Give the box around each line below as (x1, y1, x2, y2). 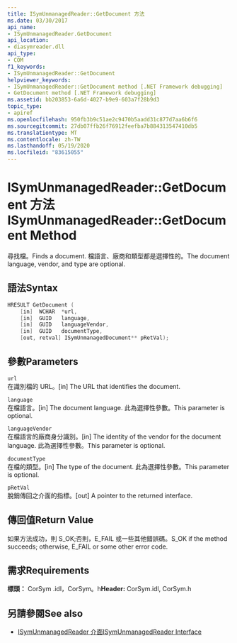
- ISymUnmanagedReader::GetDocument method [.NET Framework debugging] (7, 83, 223, 90)
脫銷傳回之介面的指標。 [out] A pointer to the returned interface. (7, 491, 193, 500)
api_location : (7, 37, 50, 44)
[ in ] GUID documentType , (20, 328, 103, 335)
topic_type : (7, 103, 42, 110)
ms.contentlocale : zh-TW (7, 136, 81, 143)
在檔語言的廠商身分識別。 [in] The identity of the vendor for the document (7, 432, 221, 441)
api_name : (7, 23, 37, 31)
